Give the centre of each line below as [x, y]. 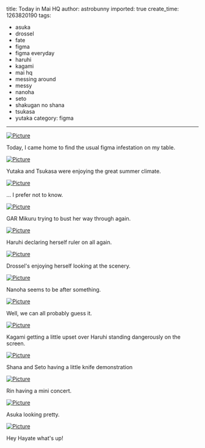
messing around [35, 79]
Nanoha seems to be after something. [54, 289]
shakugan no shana [40, 105]
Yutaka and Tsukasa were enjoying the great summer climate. [84, 171]
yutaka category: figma [45, 118]
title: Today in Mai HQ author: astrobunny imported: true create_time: [92, 9]
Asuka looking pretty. [33, 414]
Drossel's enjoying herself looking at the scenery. [69, 266]
